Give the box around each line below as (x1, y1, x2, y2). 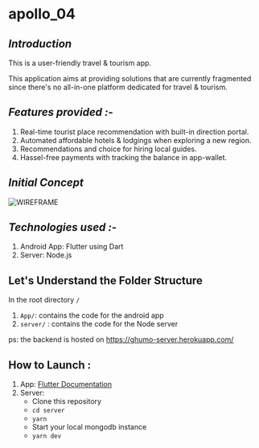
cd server (31, 407, 66, 415)
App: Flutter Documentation (19, 380, 113, 389)
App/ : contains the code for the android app (19, 310, 164, 320)
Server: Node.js (19, 250, 72, 260)
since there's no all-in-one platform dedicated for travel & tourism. (8, 82, 228, 92)
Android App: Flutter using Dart (19, 242, 124, 252)
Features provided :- (8, 105, 114, 119)
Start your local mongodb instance (31, 422, 147, 432)
